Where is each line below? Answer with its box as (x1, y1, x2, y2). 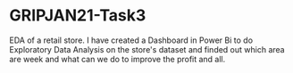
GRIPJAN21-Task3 (9, 5, 146, 26)
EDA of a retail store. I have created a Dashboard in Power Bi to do (9, 35, 253, 45)
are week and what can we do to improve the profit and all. (9, 53, 226, 64)
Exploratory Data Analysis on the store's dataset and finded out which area (9, 44, 285, 54)
